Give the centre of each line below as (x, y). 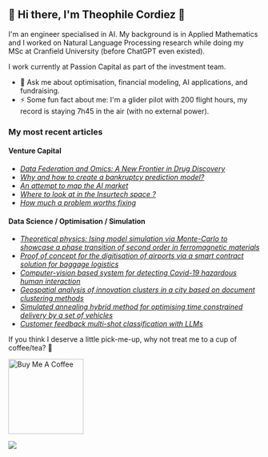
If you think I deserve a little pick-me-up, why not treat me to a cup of (123, 339)
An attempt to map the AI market (74, 186)
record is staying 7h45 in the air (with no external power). (114, 111)
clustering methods (52, 299)
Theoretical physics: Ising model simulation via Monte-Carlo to (124, 239)
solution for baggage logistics (69, 264)
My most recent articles (56, 131)
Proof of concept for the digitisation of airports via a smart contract (132, 256)
